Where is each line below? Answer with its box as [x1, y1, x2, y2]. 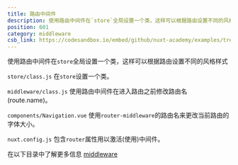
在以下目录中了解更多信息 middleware [7, 150, 118, 159]
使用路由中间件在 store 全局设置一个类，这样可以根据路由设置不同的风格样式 [7, 57, 228, 66]
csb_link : [7, 37, 37, 44]
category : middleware [7, 30, 72, 38]
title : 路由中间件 [7, 10, 57, 18]
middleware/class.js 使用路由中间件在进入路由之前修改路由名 [7, 87, 188, 96]
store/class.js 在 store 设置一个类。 [7, 72, 113, 81]
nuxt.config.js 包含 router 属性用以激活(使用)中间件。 [7, 135, 164, 144]
